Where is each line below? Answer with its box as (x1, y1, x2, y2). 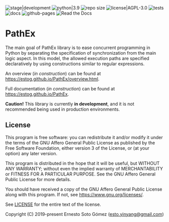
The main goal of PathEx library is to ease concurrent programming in (5, 45, 151, 51)
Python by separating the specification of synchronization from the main (5, 50, 156, 56)
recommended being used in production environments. (5, 106, 120, 112)
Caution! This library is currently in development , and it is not (5, 101, 135, 107)
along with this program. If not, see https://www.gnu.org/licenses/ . (5, 191, 144, 197)
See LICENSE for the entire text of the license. (5, 201, 101, 207)
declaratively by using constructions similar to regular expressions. (5, 61, 145, 67)
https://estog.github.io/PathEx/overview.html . (5, 76, 100, 82)
